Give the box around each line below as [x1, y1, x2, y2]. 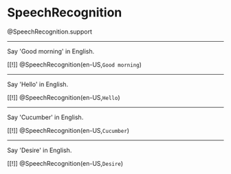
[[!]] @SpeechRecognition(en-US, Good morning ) [7, 60, 142, 69]
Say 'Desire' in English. [7, 146, 72, 154]
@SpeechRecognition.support [7, 27, 93, 36]
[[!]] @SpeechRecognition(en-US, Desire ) [7, 159, 124, 167]
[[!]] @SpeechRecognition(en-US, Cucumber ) [7, 126, 129, 134]
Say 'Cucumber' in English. [7, 113, 84, 121]
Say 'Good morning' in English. [7, 47, 95, 55]
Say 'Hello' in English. [7, 80, 69, 88]
